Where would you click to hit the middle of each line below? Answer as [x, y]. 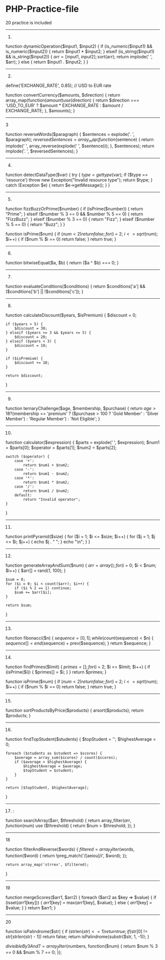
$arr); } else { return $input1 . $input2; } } [47, 62]
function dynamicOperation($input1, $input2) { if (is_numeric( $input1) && [79, 46]
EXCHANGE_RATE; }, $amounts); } [40, 110]
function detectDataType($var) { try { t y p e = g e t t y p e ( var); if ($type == [77, 175]
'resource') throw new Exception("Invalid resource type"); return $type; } [79, 180]
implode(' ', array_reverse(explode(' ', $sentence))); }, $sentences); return [80, 146]
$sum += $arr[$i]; [33, 592]
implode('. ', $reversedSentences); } [42, 151]
